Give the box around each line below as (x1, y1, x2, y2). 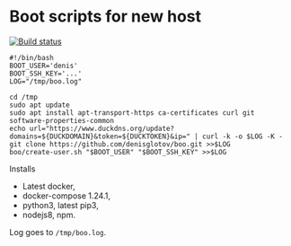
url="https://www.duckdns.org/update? (29, 124, 175, 133)
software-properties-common (9, 116, 115, 125)
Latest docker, (22, 180, 76, 191)
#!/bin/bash (9, 53, 54, 62)
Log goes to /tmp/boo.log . (9, 226, 107, 237)
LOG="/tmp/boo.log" (9, 76, 83, 86)
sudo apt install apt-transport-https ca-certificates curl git (9, 108, 255, 118)
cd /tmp (9, 92, 39, 101)
